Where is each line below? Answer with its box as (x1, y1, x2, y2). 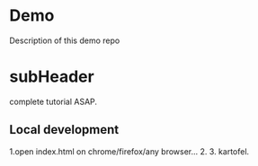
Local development (9, 122, 120, 137)
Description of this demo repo (9, 35, 120, 46)
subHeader (9, 66, 94, 87)
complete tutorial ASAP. (9, 96, 97, 107)
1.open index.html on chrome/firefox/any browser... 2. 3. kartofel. (9, 145, 250, 157)
